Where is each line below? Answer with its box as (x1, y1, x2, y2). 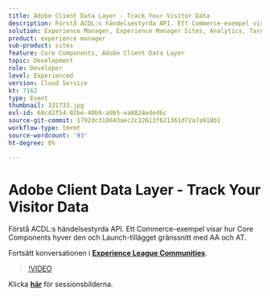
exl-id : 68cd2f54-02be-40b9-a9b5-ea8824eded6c (8, 109, 167, 117)
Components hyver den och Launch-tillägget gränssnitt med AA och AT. (8, 232, 247, 242)
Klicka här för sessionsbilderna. (8, 279, 114, 290)
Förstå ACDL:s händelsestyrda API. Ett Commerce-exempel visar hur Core (8, 224, 254, 234)
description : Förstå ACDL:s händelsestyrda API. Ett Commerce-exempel (8, 19, 250, 27)
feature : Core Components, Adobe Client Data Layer (8, 49, 185, 57)
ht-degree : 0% (8, 138, 56, 147)
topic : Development (8, 57, 74, 65)
